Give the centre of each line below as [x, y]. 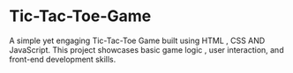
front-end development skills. [63, 59]
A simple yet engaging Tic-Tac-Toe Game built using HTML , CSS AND [137, 40]
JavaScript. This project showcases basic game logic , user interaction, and [146, 49]
